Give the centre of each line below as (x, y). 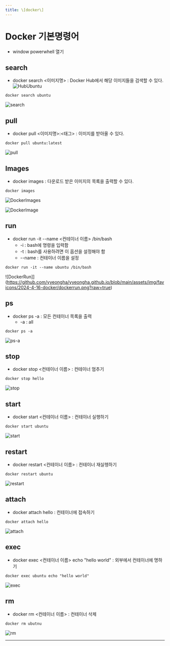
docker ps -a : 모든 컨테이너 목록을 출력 (52, 316)
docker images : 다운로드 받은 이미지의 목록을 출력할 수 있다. (73, 181)
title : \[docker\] (25, 10)
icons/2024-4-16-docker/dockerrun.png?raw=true (58, 287)
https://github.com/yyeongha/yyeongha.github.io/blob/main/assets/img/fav (86, 282)
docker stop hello (25, 379)
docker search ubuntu (28, 96)
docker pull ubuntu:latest (34, 143)
